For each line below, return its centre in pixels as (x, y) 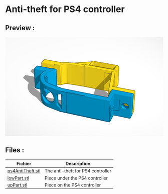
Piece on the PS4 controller (73, 185)
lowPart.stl (18, 178)
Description (78, 164)
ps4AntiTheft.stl (24, 171)
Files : (15, 150)
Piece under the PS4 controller (76, 178)
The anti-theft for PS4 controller (78, 171)
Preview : (20, 28)
